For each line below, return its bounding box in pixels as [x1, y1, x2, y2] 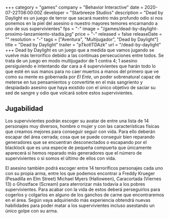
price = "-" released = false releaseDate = [75, 31, 162, 37]
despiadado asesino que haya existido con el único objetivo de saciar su [5, 85, 156, 90]
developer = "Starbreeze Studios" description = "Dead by [43, 10, 163, 16]
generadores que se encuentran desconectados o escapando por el [5, 139, 147, 145]
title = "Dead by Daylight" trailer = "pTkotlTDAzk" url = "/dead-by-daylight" [5, 42, 161, 47]
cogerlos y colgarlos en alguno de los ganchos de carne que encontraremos [5, 191, 164, 198]
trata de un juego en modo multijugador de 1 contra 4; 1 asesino [5, 58, 138, 63]
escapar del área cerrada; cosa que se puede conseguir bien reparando [5, 133, 155, 140]
